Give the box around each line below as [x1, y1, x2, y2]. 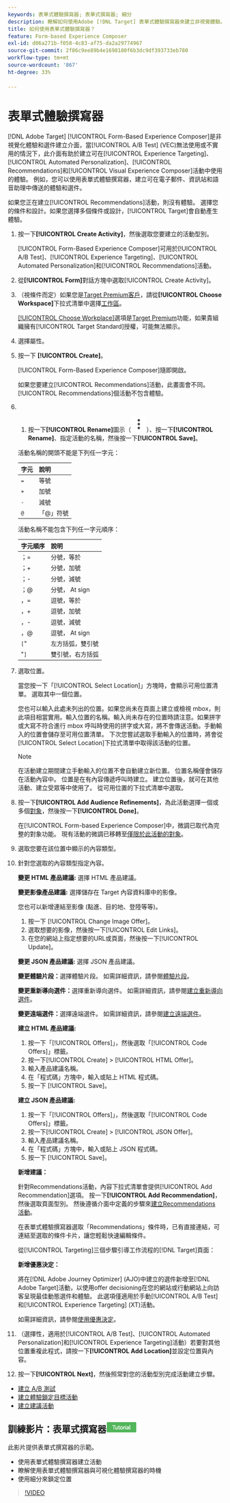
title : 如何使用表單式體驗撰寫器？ [8, 25, 96, 32]
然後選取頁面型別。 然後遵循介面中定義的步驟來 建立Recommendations [17, 1199, 216, 1208]
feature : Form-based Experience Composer [8, 33, 128, 40]
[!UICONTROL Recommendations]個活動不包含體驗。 [17, 389, 168, 397]
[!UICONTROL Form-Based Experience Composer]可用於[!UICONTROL [17, 244, 217, 253]
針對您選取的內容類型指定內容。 [17, 859, 108, 867]
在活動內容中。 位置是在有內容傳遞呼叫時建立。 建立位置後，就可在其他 [17, 774, 219, 783]
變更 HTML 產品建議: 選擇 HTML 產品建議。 [17, 873, 141, 881]
